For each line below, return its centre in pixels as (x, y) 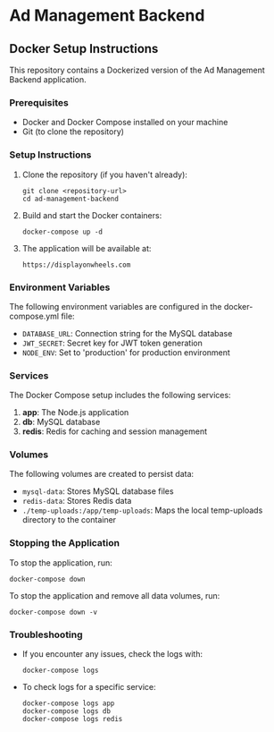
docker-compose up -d (62, 232)
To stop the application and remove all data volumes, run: (115, 595)
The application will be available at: (87, 248)
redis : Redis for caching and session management (115, 431)
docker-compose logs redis (72, 719)
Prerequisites (39, 102)
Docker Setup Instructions (84, 49)
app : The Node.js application (75, 413)
